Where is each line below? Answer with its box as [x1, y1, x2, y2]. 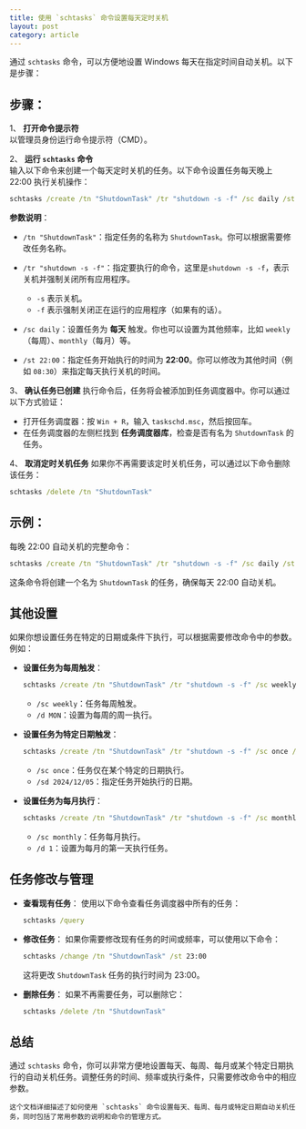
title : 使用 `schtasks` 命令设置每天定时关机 [9, 13, 168, 23]
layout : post [9, 22, 59, 31]
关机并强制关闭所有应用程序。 [22, 274, 135, 285]
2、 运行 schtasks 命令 [9, 154, 94, 165]
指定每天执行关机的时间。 [69, 366, 166, 377]
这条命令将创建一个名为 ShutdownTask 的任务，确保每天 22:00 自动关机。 [9, 576, 281, 587]
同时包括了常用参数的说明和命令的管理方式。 [22, 1113, 166, 1122]
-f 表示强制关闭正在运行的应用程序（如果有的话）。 [36, 304, 227, 315]
